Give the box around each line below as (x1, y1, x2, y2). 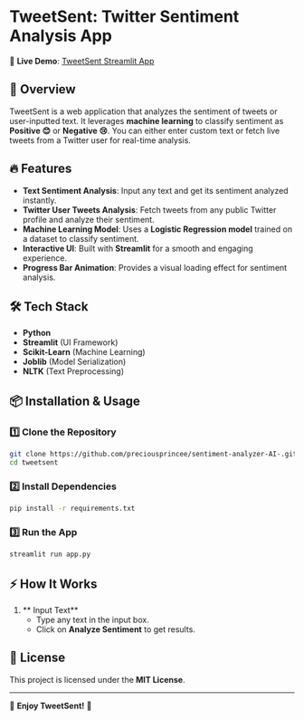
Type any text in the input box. (35, 614, 149, 625)
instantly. (22, 195, 57, 206)
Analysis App (9, 25, 113, 46)
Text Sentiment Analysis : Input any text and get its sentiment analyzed (22, 185, 289, 196)
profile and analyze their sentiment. (22, 214, 156, 225)
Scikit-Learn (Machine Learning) (22, 347, 147, 358)
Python (22, 328, 52, 339)
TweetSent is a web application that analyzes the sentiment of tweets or (9, 106, 278, 117)
